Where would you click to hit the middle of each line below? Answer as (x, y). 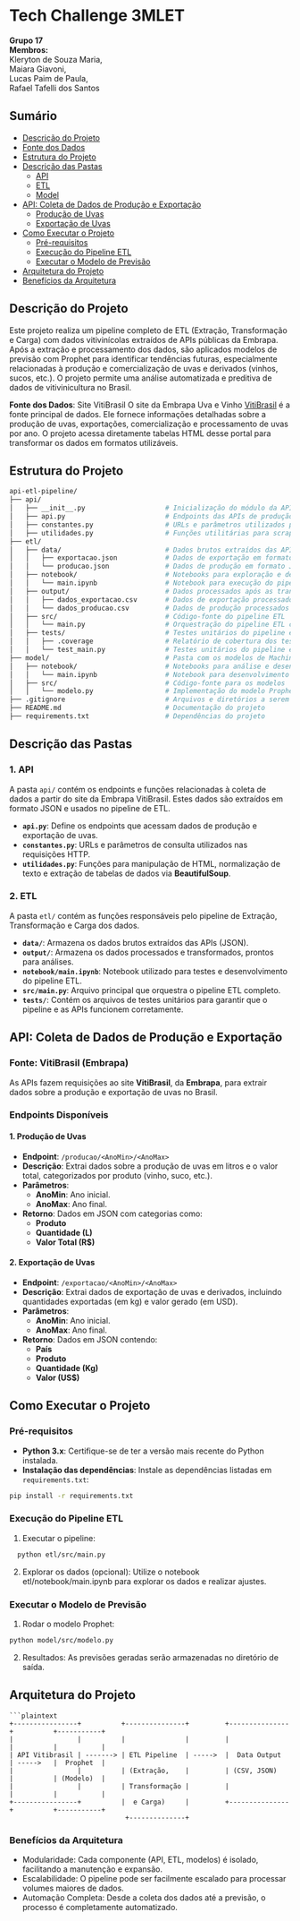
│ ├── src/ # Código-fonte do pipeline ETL (147, 616)
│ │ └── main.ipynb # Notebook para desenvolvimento (150, 674)
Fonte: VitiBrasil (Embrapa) (69, 1063)
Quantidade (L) (64, 1232)
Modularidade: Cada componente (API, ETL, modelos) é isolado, (140, 1859)
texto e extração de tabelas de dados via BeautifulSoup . (126, 873)
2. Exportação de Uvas (52, 1263)
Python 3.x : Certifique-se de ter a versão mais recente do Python (143, 1451)
